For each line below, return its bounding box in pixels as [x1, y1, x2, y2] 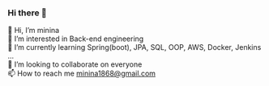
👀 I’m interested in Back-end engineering [7, 34, 144, 43]
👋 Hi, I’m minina [7, 26, 60, 35]
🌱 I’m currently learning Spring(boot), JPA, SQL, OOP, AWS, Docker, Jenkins [7, 43, 262, 52]
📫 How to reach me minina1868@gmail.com [7, 68, 156, 79]
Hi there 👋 [7, 7, 48, 18]
